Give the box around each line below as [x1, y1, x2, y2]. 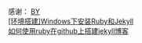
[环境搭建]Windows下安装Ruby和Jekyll [8, 16, 134, 26]
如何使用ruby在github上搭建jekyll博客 [8, 27, 129, 35]
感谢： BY [8, 7, 41, 16]
